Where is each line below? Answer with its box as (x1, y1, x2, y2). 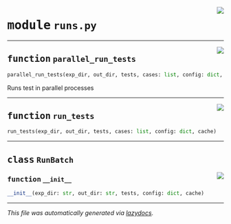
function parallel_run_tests (7, 54, 136, 65)
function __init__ (7, 175, 72, 183)
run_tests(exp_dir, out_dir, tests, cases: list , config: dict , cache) (7, 128, 217, 135)
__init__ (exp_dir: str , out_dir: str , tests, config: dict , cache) (7, 190, 205, 197)
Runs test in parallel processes (7, 83, 94, 92)
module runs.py (7, 18, 98, 33)
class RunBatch (7, 154, 74, 165)
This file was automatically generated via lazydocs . (7, 208, 154, 216)
